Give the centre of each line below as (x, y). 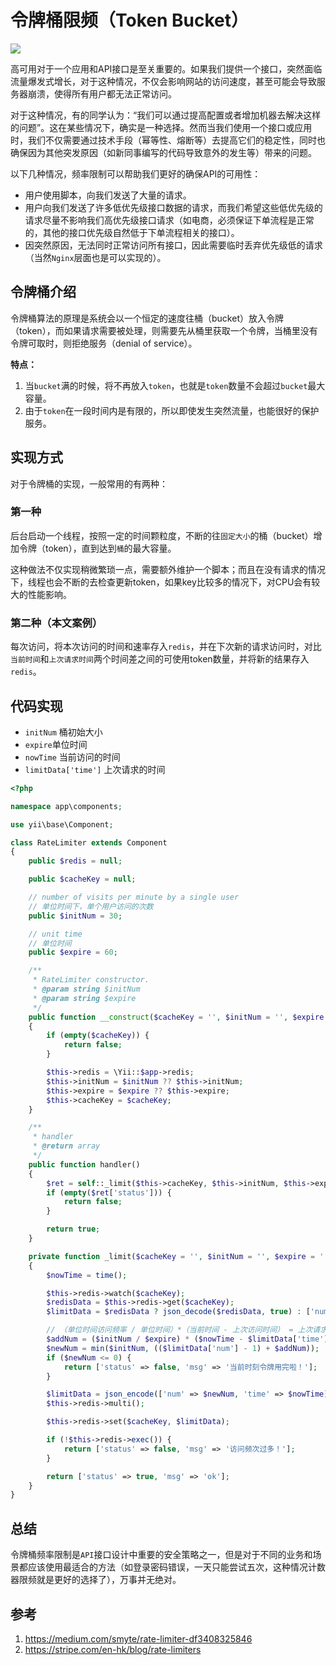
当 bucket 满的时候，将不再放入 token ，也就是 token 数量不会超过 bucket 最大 (175, 385)
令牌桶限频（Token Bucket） (130, 20)
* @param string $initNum (86, 989)
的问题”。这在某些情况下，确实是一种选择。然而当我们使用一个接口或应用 (161, 127)
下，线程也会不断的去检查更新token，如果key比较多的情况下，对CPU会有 (161, 582)
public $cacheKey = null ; (82, 879)
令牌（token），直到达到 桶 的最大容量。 (97, 548)
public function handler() (84, 1164)
